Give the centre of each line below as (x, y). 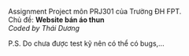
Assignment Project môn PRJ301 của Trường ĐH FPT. (95, 11)
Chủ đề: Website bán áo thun (56, 20)
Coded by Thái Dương (44, 28)
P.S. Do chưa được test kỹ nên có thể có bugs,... (86, 43)
